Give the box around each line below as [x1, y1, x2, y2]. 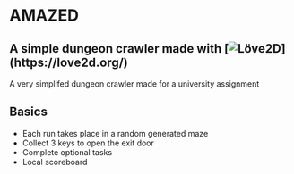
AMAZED [9, 5, 79, 26]
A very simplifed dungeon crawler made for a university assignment [9, 79, 260, 89]
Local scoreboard [22, 156, 88, 167]
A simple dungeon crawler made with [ [9, 41, 229, 56]
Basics [9, 104, 48, 120]
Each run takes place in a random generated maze [22, 128, 209, 138]
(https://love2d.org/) [9, 54, 128, 70]
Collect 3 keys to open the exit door [22, 137, 155, 148]
